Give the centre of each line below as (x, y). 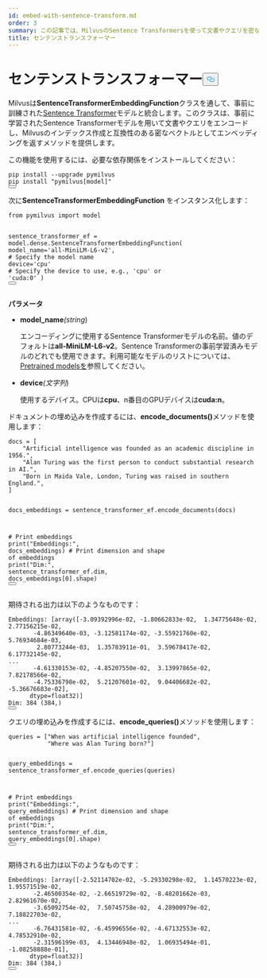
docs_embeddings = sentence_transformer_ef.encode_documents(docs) (122, 510)
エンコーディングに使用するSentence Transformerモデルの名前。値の (133, 336)
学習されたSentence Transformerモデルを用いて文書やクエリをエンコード (128, 123)
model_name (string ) (54, 320)
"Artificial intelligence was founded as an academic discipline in (138, 449)
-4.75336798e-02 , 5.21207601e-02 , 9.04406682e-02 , (122, 682)
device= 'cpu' (30, 264)
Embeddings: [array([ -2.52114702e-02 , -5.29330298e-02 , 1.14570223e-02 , (133, 879)
